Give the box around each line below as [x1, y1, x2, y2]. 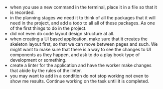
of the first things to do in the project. [9, 25, 87, 31]
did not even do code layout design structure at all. [9, 31, 115, 36]
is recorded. [9, 9, 35, 15]
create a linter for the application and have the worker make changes [9, 62, 152, 68]
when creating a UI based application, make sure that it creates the [9, 36, 148, 42]
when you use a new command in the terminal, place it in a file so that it [9, 4, 157, 10]
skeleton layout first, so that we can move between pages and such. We [9, 41, 158, 47]
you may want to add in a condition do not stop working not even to [9, 73, 149, 79]
